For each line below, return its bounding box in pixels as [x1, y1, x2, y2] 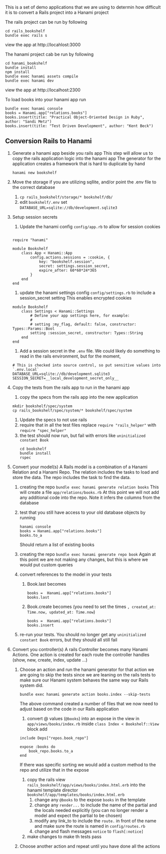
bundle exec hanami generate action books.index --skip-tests [19, 692, 151, 697]
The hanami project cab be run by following [5, 52, 94, 57]
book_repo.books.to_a [29, 748, 73, 753]
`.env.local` [12, 367, 40, 372]
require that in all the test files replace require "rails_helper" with [19, 422, 157, 428]
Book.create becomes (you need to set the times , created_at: [27, 604, 157, 610]
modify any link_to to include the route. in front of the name [34, 818, 157, 824]
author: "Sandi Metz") [5, 119, 52, 124]
